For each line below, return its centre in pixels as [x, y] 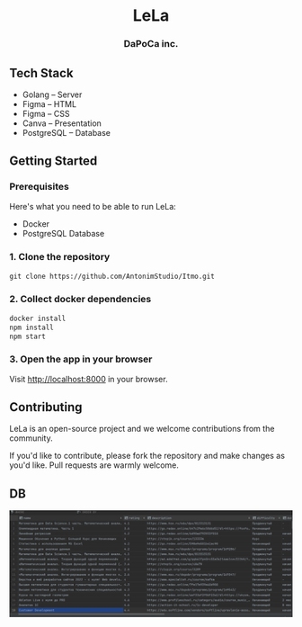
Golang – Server [52, 94]
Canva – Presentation [62, 123]
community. [31, 438]
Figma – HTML [49, 103]
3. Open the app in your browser [81, 359]
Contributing [46, 407]
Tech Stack [41, 73]
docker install [38, 319]
